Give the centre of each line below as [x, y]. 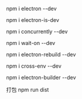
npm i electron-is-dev [33, 20]
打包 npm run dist [28, 90]
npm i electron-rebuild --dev [41, 55]
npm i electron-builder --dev [41, 77]
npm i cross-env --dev [34, 66]
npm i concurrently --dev [37, 31]
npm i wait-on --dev [31, 43]
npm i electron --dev [31, 9]
